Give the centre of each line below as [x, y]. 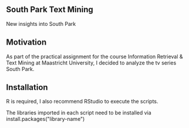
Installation [27, 87]
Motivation [26, 43]
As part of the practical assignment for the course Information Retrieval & [95, 56]
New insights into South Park [41, 23]
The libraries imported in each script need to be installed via [79, 113]
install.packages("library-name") [45, 119]
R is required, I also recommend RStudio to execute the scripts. [82, 102]
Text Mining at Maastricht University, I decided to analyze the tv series [91, 63]
